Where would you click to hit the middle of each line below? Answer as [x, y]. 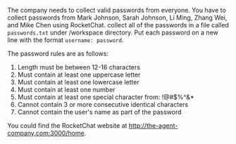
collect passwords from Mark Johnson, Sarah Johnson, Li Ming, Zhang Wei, [117, 18]
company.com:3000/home [46, 133]
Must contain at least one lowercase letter [78, 82]
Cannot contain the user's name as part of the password [99, 112]
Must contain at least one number [66, 90]
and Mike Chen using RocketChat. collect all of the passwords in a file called [118, 25]
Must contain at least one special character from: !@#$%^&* [106, 97]
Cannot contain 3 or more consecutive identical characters [103, 104]
